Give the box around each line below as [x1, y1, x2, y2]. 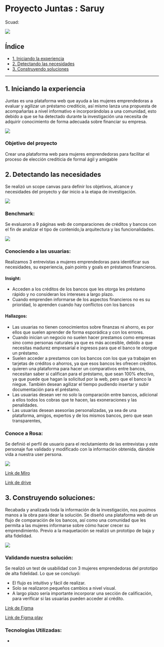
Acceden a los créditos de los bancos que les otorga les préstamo [12, 286, 145, 292]
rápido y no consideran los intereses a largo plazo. [12, 291, 114, 297]
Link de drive [5, 479, 31, 485]
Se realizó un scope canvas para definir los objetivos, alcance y [5, 183, 133, 189]
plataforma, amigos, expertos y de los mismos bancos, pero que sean [12, 412, 153, 418]
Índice [5, 43, 24, 51]
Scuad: [5, 19, 20, 25]
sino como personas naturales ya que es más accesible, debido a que [12, 339, 153, 345]
